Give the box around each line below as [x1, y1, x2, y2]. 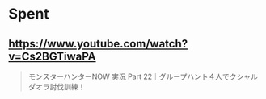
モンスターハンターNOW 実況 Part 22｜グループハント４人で [27, 72, 230, 81]
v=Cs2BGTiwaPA [8, 49, 96, 63]
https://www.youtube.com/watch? [8, 37, 188, 51]
